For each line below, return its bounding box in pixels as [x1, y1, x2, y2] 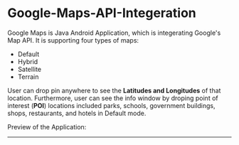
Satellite [17, 65, 42, 73]
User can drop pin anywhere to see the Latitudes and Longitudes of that [7, 86, 221, 95]
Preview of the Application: [7, 122, 87, 131]
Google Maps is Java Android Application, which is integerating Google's [7, 28, 221, 37]
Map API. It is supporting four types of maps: [7, 36, 139, 44]
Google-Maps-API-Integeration [7, 5, 197, 21]
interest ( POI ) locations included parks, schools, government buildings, [7, 101, 216, 109]
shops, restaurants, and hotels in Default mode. [7, 109, 147, 117]
